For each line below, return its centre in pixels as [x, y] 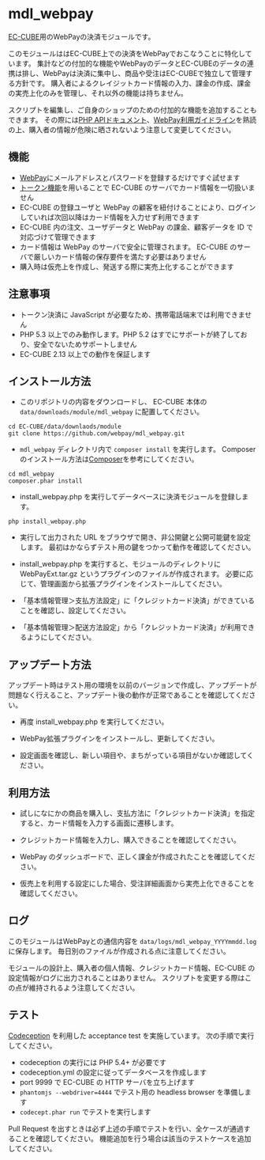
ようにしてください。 [61, 637]
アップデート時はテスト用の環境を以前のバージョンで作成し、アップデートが [132, 685]
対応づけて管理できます [58, 237]
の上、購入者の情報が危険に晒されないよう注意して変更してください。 [122, 129]
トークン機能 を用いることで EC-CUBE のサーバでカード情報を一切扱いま [137, 188]
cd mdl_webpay [32, 474]
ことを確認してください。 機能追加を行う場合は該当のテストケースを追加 [133, 1138]
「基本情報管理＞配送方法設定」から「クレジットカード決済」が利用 [130, 627]
